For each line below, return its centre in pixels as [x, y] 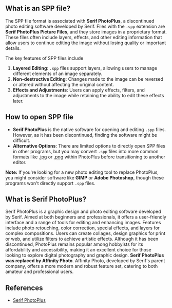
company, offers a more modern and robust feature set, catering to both [82, 266]
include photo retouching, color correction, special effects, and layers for [83, 228]
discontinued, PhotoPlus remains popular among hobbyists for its [74, 244]
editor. [20, 162]
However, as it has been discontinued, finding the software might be [85, 135]
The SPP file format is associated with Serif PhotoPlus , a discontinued [80, 21]
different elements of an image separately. [58, 74]
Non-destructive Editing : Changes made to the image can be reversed [88, 79]
